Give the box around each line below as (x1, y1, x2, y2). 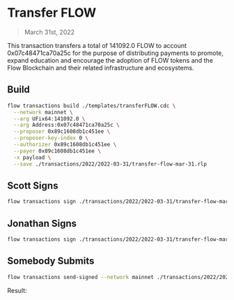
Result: (7, 286, 27, 294)
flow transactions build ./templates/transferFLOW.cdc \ (7, 102, 176, 109)
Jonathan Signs (7, 217, 77, 229)
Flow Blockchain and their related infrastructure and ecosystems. (7, 63, 194, 72)
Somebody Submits (7, 255, 95, 267)
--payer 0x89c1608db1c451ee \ (13, 148, 101, 155)
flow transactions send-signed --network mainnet (7, 274, 155, 281)
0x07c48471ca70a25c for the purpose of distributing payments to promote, (7, 49, 224, 57)
